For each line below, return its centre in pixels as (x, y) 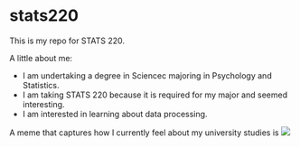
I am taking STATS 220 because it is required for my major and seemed (155, 95)
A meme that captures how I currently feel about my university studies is (144, 133)
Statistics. (41, 85)
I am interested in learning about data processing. (115, 114)
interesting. (43, 104)
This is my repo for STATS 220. (67, 41)
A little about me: (41, 58)
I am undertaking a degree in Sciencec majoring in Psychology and (147, 75)
